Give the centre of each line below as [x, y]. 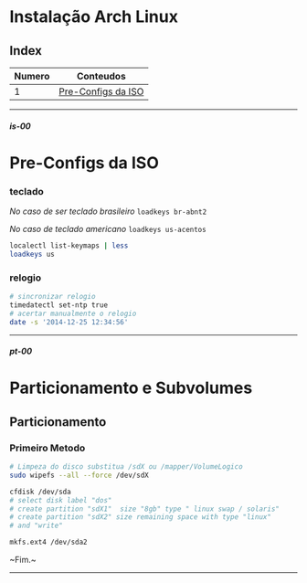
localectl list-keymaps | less [69, 246]
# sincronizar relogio [53, 297]
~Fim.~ [23, 560]
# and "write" [37, 526]
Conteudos [101, 76]
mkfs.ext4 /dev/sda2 [49, 542]
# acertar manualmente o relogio [73, 313]
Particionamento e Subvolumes [131, 388]
